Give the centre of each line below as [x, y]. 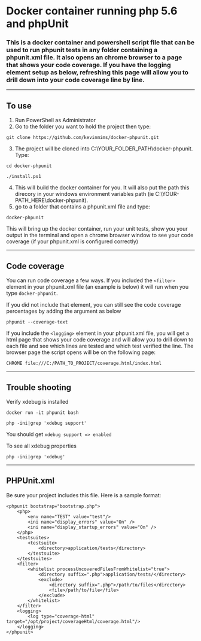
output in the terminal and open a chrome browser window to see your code [100, 235]
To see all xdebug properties [41, 446]
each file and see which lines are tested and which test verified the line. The [100, 346]
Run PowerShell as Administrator [55, 120]
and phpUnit [37, 24]
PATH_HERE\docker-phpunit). [51, 200]
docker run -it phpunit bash [42, 412]
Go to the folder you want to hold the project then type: [83, 126]
